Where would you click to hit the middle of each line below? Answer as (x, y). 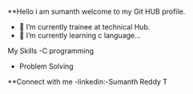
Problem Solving (46, 66)
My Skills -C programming (50, 51)
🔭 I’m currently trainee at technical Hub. (84, 27)
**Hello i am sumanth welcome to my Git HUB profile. (96, 12)
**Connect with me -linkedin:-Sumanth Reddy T (88, 82)
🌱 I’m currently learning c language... (80, 35)
